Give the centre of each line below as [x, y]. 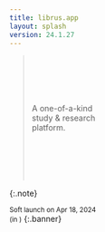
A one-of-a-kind [62, 109]
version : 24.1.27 [42, 34]
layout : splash [38, 26]
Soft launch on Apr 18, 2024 [53, 210]
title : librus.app [44, 18]
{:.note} [24, 193]
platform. [48, 128]
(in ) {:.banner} [36, 219]
